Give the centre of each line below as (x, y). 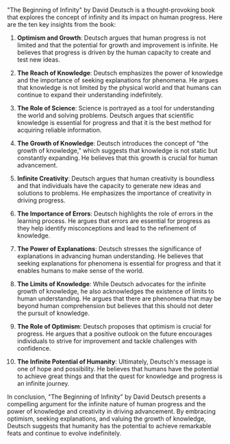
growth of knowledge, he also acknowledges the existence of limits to (115, 291)
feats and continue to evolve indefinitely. (64, 433)
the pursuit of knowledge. (53, 313)
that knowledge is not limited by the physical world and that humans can (119, 87)
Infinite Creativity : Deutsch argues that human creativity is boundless (116, 178)
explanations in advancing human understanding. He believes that (110, 256)
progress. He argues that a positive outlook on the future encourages (114, 334)
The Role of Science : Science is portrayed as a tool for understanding (116, 108)
